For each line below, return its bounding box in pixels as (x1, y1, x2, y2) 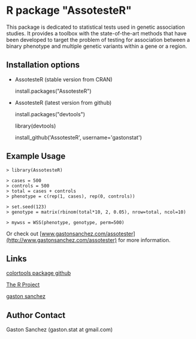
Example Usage (6, 151, 66, 162)
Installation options (6, 60, 80, 70)
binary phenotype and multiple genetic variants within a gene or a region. (6, 43, 188, 50)
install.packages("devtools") (14, 110, 86, 117)
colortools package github (6, 270, 71, 277)
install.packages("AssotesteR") (14, 87, 92, 95)
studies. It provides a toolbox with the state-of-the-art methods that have (6, 29, 187, 37)
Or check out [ (6, 230, 42, 237)
